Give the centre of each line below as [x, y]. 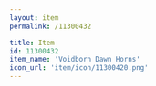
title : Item [32, 43]
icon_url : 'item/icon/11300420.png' [79, 68]
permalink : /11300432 [51, 26]
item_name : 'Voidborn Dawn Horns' [75, 60]
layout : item [34, 18]
